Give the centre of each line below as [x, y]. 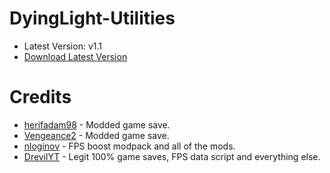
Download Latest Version [75, 56]
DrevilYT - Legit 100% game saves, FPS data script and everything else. [172, 156]
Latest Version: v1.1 [62, 46]
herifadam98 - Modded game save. [97, 124]
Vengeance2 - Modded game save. [96, 135]
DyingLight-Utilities [92, 18]
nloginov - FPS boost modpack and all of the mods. [129, 146]
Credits [40, 97]
